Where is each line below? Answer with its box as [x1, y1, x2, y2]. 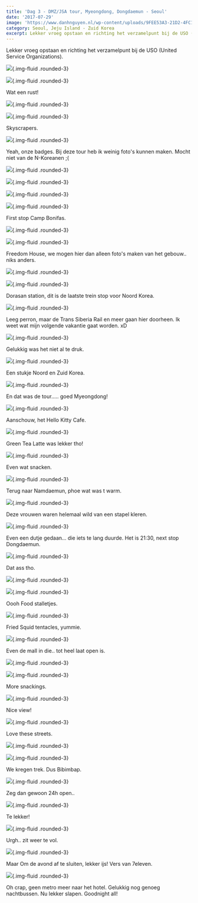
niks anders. [6, 257, 37, 264]
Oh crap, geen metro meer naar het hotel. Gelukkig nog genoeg [6, 884, 160, 891]
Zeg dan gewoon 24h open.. [6, 790, 75, 797]
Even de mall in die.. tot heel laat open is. [6, 647, 105, 655]
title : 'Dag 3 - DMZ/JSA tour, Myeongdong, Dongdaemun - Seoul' [6, 8, 167, 15]
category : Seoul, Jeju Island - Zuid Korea [6, 25, 115, 31]
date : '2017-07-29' [6, 14, 54, 20]
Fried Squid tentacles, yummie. [6, 623, 81, 631]
